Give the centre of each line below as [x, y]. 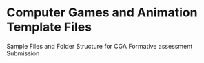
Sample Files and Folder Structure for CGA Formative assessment [100, 46]
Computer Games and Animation [102, 13]
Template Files [49, 27]
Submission [23, 53]
